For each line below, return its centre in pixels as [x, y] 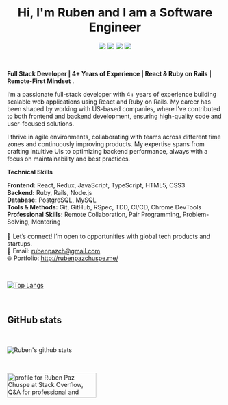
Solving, [18, 222]
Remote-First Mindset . [41, 81]
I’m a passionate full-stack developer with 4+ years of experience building [112, 94]
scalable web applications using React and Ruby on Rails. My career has [109, 102]
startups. [20, 243]
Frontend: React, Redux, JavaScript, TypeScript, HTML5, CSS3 [96, 185]
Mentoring [46, 222]
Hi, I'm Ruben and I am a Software [115, 13]
